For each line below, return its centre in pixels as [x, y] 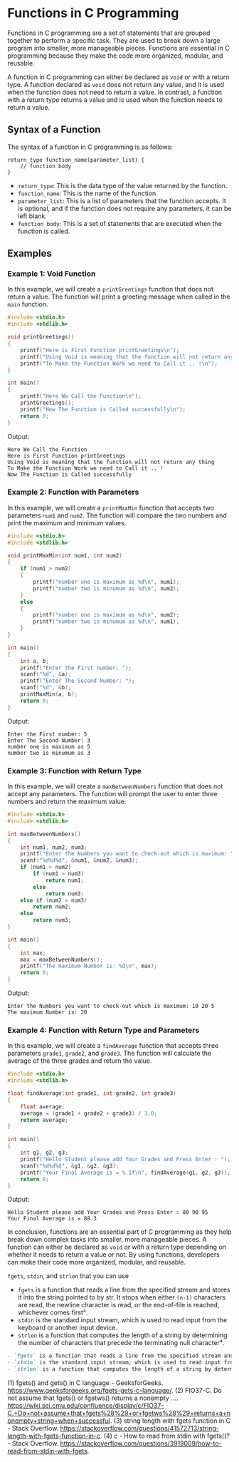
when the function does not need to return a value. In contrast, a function [115, 92]
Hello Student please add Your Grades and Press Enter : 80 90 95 [108, 1213]
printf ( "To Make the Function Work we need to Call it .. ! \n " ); [119, 364]
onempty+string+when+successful [59, 1421]
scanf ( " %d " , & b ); [46, 688]
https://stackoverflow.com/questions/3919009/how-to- [141, 1443]
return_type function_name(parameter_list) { [76, 160]
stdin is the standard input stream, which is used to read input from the [122, 1320]
